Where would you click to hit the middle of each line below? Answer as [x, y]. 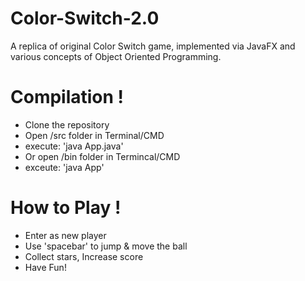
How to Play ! [66, 208]
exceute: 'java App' [64, 167]
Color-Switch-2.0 [85, 18]
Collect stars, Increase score [84, 256]
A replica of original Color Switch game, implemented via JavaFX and [153, 46]
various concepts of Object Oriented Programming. [116, 56]
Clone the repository [67, 124]
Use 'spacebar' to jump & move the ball [106, 246]
